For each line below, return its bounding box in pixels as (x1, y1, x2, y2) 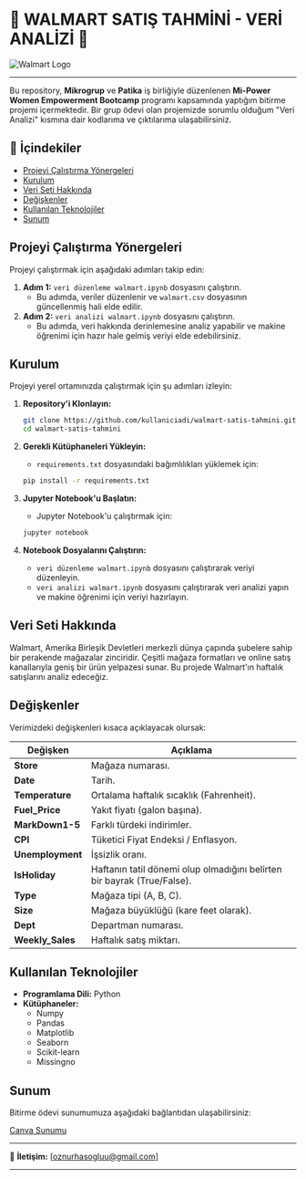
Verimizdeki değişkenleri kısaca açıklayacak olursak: (9, 722, 207, 733)
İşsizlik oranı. (90, 848, 148, 861)
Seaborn (36, 1037, 69, 1049)
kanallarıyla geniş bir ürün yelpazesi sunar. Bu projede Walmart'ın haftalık (9, 662, 284, 673)
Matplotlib (36, 1028, 75, 1038)
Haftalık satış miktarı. (90, 934, 180, 946)
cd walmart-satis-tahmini (22, 424, 121, 433)
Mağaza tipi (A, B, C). (90, 889, 182, 902)
